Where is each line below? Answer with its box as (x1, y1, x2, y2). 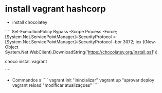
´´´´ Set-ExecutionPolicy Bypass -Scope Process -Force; (5, 28, 118, 34)
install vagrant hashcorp (5, 3, 106, 14)
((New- (143, 39, 157, 44)
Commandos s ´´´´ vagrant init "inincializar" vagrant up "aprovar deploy (12, 77, 155, 83)
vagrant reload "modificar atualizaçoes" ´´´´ (12, 82, 99, 88)
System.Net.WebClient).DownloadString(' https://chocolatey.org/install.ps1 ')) (5, 49, 158, 55)
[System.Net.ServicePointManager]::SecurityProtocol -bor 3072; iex (5, 39, 142, 44)
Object (5, 44, 18, 50)
